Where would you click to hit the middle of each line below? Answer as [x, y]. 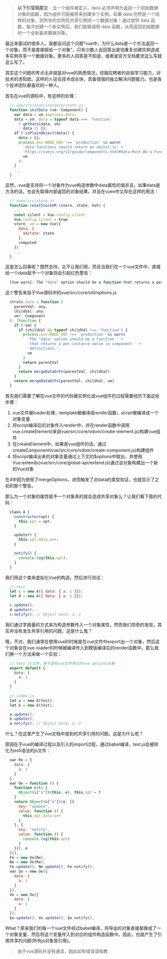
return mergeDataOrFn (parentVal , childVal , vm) [64, 381]
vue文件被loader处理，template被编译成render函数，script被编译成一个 [85, 413]
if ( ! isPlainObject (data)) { [44, 133]
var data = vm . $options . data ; [45, 114]
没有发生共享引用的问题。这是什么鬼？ [53, 631]
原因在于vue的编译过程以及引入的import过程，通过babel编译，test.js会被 [80, 744]
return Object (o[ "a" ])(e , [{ [44, 802]
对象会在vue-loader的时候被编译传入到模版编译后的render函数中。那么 [82, 648]
